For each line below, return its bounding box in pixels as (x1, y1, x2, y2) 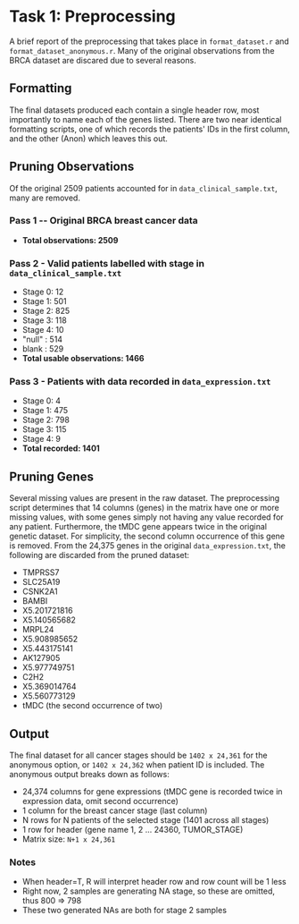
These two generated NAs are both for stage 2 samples (21, 905, 228, 916)
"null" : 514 (21, 334, 63, 345)
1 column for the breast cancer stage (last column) (21, 805, 208, 816)
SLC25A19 (21, 577, 61, 588)
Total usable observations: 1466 (21, 353, 145, 364)
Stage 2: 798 (21, 414, 70, 426)
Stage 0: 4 (21, 395, 61, 406)
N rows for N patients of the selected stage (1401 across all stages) (21, 815, 270, 826)
